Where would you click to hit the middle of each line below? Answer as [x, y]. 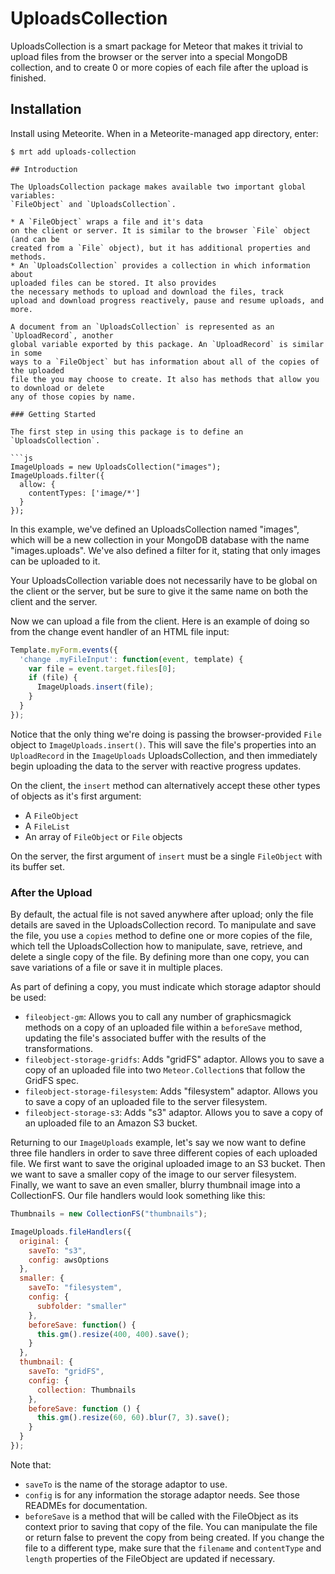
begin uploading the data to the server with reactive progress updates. [156, 766]
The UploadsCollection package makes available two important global [158, 187]
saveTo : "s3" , [57, 1250]
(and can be [35, 239]
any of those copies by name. [73, 397]
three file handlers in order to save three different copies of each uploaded [164, 1153]
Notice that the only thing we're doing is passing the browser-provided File [166, 734]
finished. [28, 78]
